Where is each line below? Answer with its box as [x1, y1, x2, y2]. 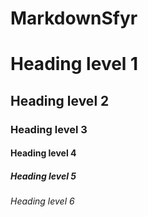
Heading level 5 [10, 170, 77, 182]
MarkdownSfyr [10, 7, 138, 30]
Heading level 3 [10, 122, 88, 136]
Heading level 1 [10, 53, 139, 76]
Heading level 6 [10, 195, 75, 207]
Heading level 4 [10, 147, 77, 159]
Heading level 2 [10, 92, 110, 109]
